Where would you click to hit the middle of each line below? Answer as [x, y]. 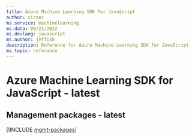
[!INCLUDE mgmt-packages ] [41, 129]
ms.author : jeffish [31, 40]
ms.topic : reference [32, 51]
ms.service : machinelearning [43, 23]
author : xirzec [25, 17]
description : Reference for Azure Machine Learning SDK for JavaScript [97, 46]
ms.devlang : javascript [36, 34]
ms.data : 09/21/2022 [32, 28]
